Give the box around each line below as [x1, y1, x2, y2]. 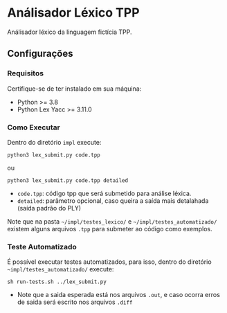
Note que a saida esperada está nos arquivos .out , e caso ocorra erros [17, 291, 220, 299]
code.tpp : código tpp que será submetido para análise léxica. [17, 189, 192, 197]
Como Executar [7, 123, 60, 132]
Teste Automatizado [7, 242, 78, 251]
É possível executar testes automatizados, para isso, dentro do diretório [7, 258, 212, 266]
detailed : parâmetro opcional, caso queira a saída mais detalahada [17, 196, 209, 205]
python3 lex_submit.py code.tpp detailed [7, 177, 129, 184]
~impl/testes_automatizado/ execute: [7, 265, 114, 274]
